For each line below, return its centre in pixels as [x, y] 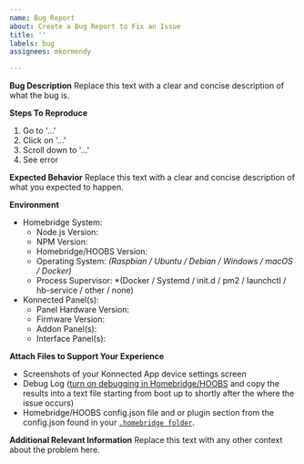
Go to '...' [39, 131]
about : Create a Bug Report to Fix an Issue [95, 26]
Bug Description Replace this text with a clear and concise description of [147, 86]
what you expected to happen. [67, 187]
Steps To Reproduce [49, 113]
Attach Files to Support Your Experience [87, 356]
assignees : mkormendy [51, 52]
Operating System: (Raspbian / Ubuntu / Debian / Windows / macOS [165, 262]
